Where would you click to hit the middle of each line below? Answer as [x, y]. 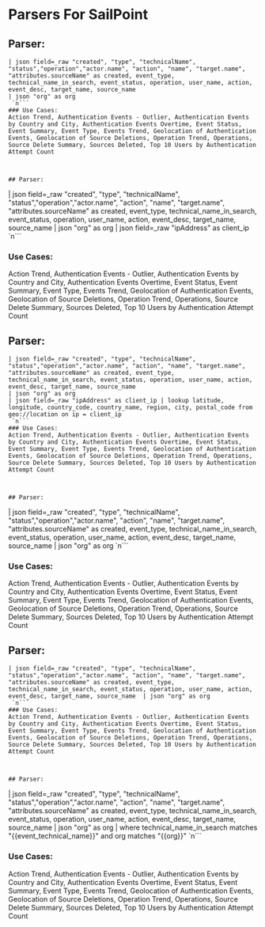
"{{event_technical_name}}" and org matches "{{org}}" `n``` [105, 836]
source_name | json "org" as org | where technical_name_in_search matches [133, 827]
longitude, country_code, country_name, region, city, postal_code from [131, 408]
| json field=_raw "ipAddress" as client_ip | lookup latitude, [116, 401]
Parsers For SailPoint [78, 15]
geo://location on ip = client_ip [65, 414]
